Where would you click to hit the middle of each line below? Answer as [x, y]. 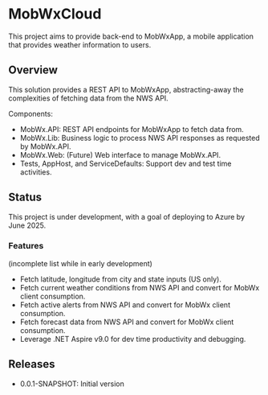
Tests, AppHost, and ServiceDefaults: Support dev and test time [126, 163]
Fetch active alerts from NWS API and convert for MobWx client [125, 304]
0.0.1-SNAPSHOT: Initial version [72, 384]
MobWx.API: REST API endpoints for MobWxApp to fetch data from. [132, 129]
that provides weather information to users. [80, 44]
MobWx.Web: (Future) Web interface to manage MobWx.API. [120, 154]
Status [25, 197]
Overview [33, 70]
